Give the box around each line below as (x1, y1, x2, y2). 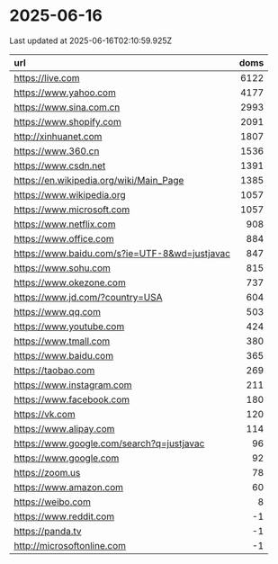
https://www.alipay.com (13, 422, 115, 434)
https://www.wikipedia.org (13, 188, 126, 201)
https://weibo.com (13, 496, 92, 508)
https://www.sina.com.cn (13, 101, 121, 113)
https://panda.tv (13, 524, 83, 537)
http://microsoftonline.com (13, 539, 127, 551)
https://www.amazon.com (13, 480, 124, 493)
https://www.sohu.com (13, 262, 111, 274)
